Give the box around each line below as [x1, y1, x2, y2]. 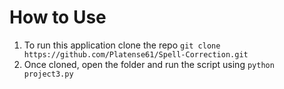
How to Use [9, 6, 107, 29]
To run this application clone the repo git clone [23, 39, 221, 51]
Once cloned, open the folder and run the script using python [23, 58, 275, 70]
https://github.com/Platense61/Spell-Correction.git [23, 49, 249, 60]
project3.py [23, 69, 74, 79]
